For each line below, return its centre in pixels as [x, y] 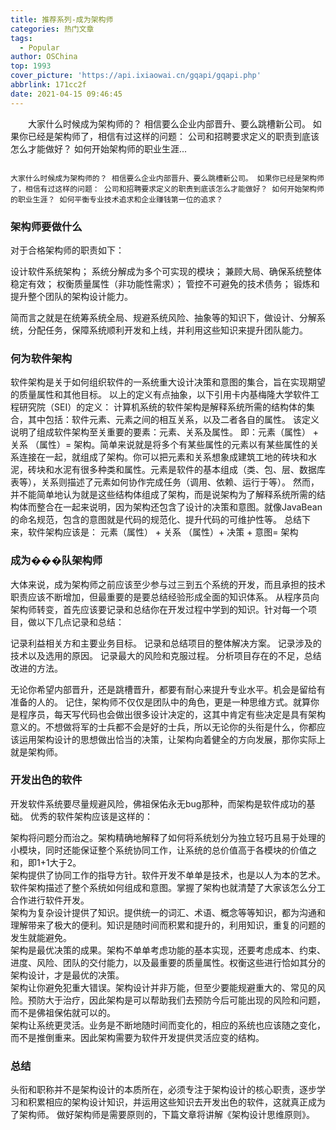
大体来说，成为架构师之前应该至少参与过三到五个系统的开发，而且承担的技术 [168, 584]
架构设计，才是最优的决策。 [67, 975]
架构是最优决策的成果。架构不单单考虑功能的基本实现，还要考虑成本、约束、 [168, 950]
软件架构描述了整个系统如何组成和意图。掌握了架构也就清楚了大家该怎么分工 [168, 887]
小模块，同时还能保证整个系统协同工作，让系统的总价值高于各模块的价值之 [163, 850]
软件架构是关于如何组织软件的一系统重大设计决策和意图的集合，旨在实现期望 [168, 382]
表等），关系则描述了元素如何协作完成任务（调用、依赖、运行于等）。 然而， [165, 482]
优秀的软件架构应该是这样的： [91, 816]
